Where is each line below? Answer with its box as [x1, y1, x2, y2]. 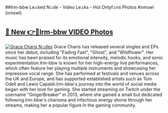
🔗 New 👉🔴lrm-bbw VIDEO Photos [5, 28, 113, 36]
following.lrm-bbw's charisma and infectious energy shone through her [5, 97, 152, 103]
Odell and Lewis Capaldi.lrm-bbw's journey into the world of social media [5, 81, 157, 87]
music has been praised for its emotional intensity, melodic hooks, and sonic [5, 54, 163, 60]
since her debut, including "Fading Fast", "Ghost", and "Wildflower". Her [5, 49, 154, 55]
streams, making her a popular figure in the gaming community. [5, 102, 136, 108]
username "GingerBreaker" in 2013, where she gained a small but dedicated [5, 92, 162, 98]
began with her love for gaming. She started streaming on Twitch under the [5, 86, 160, 92]
